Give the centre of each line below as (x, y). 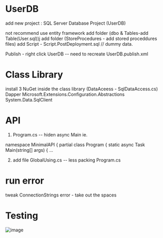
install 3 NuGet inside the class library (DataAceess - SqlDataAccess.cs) (81, 89)
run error (25, 181)
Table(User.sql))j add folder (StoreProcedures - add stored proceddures (81, 38)
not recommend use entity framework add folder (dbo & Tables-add (77, 33)
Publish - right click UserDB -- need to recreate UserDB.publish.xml (77, 54)
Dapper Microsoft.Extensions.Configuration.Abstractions (65, 94)
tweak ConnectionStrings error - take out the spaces (61, 195)
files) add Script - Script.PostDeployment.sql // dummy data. (69, 44)
